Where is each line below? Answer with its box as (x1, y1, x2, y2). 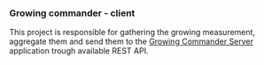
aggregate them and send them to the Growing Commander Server (9, 36, 254, 47)
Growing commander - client (9, 7, 136, 19)
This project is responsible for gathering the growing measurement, (9, 27, 255, 38)
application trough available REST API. (9, 46, 149, 56)
